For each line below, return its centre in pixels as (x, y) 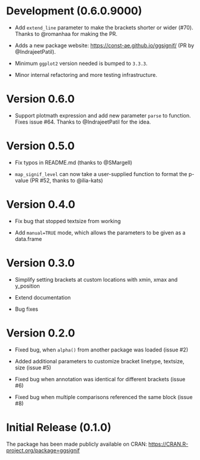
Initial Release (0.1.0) (59, 427)
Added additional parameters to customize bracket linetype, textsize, (99, 361)
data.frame (28, 239)
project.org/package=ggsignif (43, 450)
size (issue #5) (33, 368)
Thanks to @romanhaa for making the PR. (66, 33)
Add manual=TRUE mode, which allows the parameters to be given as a (100, 232)
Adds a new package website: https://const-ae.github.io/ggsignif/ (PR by (104, 45)
